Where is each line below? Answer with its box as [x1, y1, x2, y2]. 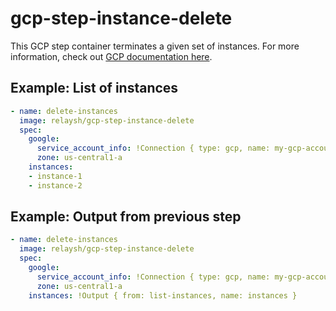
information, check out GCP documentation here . [10, 50, 213, 62]
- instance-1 [28, 171, 83, 181]
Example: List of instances [10, 80, 179, 97]
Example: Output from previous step [10, 208, 242, 226]
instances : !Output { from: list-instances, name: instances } [28, 290, 298, 301]
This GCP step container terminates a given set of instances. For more [10, 40, 300, 52]
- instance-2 [28, 180, 83, 191]
